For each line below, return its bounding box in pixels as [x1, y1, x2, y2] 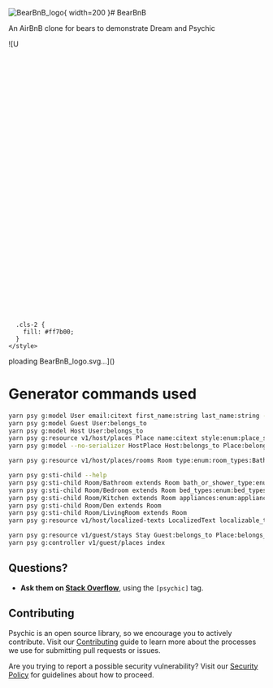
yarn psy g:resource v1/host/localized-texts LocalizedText [8, 516, 217, 525]
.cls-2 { [15, 320, 45, 329]
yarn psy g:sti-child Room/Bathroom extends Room [8, 478, 180, 487]
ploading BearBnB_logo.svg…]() [8, 356, 115, 366]
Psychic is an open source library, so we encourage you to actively [8, 628, 232, 638]
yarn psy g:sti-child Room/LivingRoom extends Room [8, 509, 187, 517]
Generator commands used [8, 385, 197, 403]
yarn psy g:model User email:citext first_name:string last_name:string [8, 411, 260, 420]
